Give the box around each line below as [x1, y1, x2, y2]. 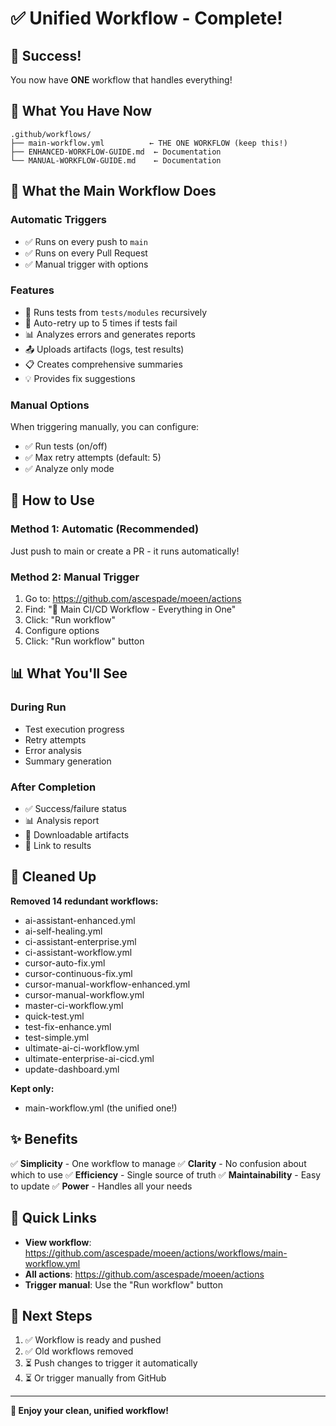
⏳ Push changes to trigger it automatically [24, 1357, 198, 1369]
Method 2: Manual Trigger [10, 570, 140, 584]
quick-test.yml [24, 1010, 85, 1022]
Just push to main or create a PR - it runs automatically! [10, 545, 240, 557]
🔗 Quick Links [10, 1210, 97, 1227]
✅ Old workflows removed [24, 1345, 134, 1357]
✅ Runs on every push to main [24, 235, 148, 247]
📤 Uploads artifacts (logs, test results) [24, 343, 185, 355]
